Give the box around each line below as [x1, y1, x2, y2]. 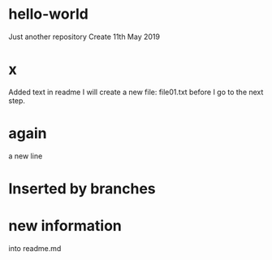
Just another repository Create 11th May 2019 [8, 32, 161, 41]
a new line [8, 151, 43, 161]
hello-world [8, 5, 89, 24]
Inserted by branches [8, 180, 156, 197]
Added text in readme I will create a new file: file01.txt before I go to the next [8, 87, 264, 97]
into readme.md [8, 243, 62, 253]
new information [8, 217, 122, 236]
